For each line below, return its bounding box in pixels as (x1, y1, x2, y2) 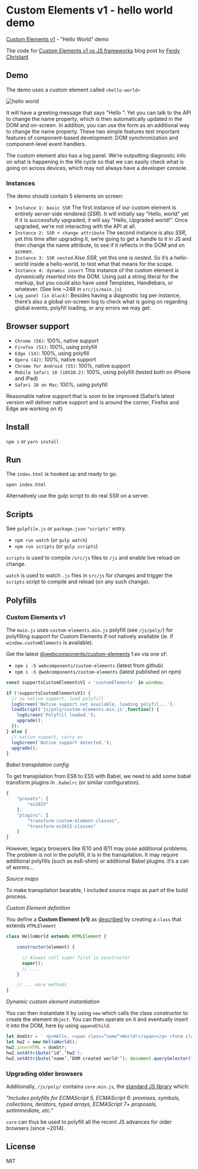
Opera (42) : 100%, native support (14, 355, 96, 363)
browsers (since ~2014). (6, 1124, 65, 1131)
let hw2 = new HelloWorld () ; (6, 1039, 78, 1045)
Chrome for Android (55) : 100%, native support (14, 362, 131, 369)
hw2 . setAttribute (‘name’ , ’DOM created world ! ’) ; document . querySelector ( (6, 1055, 192, 1062)
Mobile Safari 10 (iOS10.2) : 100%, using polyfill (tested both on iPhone (14, 368, 191, 375)
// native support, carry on (11, 734, 83, 740)
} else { (6, 729, 28, 734)
